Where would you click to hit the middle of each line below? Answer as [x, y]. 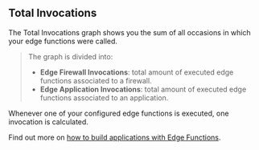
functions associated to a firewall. [96, 80]
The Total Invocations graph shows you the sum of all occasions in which [129, 32]
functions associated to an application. [104, 97]
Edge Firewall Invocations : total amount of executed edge [137, 72]
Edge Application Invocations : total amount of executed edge [143, 89]
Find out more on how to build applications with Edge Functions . [115, 137]
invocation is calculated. [48, 122]
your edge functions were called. [63, 41]
